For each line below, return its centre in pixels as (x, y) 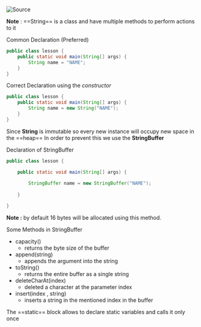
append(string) (34, 254)
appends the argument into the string (71, 261)
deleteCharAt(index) (40, 280)
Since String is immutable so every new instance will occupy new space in (100, 131)
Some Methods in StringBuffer (44, 229)
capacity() (28, 241)
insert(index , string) (41, 293)
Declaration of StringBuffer (40, 150)
